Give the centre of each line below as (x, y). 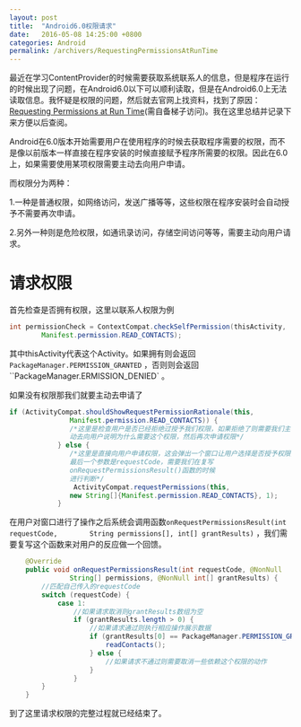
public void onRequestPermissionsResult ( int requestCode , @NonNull (154, 570)
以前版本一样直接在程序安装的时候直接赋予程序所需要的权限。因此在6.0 (156, 153)
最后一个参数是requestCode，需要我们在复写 (142, 462)
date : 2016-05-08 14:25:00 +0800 (76, 34)
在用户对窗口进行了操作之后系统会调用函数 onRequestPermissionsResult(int (148, 522)
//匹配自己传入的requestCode (91, 586)
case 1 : (72, 603)
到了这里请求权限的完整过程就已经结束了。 (88, 714)
